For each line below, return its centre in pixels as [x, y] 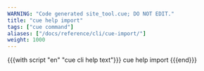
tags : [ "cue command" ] [40, 27]
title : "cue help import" [45, 20]
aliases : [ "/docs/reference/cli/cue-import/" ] [77, 33]
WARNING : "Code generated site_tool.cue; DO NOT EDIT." [91, 14]
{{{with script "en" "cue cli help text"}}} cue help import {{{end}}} [102, 60]
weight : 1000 [26, 40]
